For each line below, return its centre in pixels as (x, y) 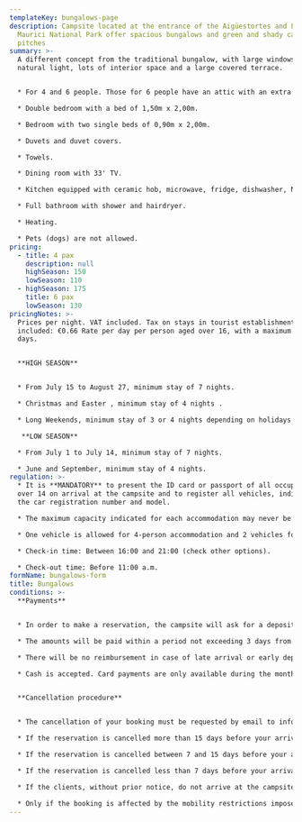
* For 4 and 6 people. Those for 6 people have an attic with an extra (155, 92)
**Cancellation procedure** (70, 698)
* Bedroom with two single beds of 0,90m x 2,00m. (114, 124)
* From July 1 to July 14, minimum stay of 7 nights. (120, 452)
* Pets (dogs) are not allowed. (78, 238)
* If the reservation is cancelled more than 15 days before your (144, 739)
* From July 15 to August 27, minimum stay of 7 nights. (126, 388)
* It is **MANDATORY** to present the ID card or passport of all (144, 486)
